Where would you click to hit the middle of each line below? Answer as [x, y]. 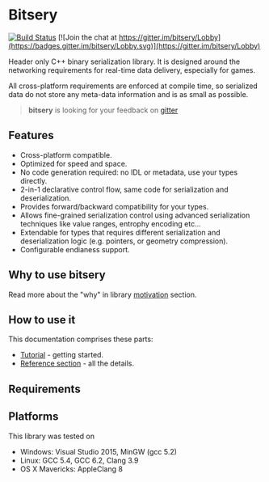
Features [31, 135]
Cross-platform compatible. [66, 154]
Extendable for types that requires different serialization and [120, 232]
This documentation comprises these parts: [81, 339]
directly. [34, 180]
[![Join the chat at [87, 37]
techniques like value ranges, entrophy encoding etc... [111, 223]
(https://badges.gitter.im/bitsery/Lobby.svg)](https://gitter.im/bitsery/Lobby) [134, 45]
